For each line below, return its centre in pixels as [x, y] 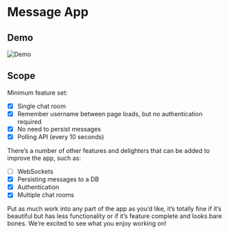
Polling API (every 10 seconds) [61, 137]
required [29, 121]
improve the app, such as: [44, 158]
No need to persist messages [59, 129]
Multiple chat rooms [46, 195]
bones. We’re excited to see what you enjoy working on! [87, 224]
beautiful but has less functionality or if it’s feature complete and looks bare [115, 216]
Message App [48, 12]
